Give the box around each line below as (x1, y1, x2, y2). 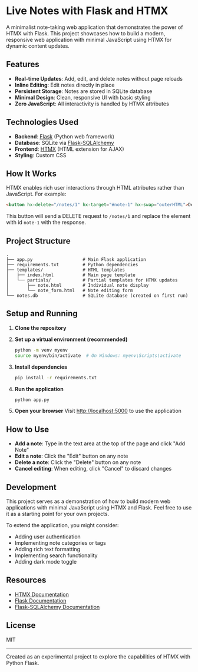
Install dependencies (14, 363, 68, 370)
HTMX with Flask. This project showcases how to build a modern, (6, 29, 166, 37)
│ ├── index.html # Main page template (6, 272, 136, 278)
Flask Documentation (14, 597, 67, 604)
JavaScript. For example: (6, 190, 67, 198)
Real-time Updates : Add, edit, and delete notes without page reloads (14, 75, 183, 82)
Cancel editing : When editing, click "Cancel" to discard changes (14, 465, 172, 472)
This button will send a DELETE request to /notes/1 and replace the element (6, 213, 191, 220)
